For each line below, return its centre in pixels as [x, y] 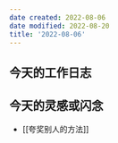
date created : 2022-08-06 [57, 17]
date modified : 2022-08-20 [59, 26]
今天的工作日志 [51, 72]
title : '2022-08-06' [48, 34]
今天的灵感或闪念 [56, 106]
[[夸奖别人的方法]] [55, 129]
